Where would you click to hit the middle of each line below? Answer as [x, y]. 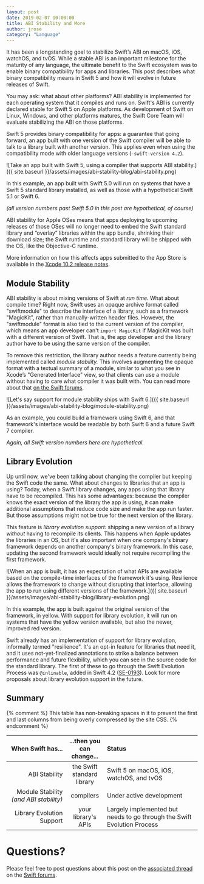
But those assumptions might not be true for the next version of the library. [100, 515]
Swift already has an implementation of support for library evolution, [92, 640]
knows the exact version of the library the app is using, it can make [90, 502]
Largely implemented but [142, 809]
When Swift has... [37, 749]
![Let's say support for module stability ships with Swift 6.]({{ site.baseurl [98, 399]
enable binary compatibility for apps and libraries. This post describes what [101, 71]
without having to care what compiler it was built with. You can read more [98, 381]
